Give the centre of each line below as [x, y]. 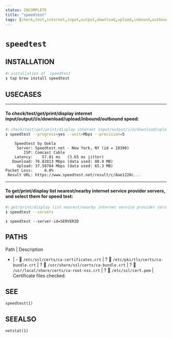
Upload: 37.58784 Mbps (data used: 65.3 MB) [65, 166]
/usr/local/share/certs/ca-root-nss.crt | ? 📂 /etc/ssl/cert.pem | [83, 270]
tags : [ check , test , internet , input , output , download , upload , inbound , [79, 19]
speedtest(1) [19, 303]
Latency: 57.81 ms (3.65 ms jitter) [59, 157]
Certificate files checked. [39, 276]
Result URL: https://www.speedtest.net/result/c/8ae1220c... [74, 175]
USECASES [24, 94]
